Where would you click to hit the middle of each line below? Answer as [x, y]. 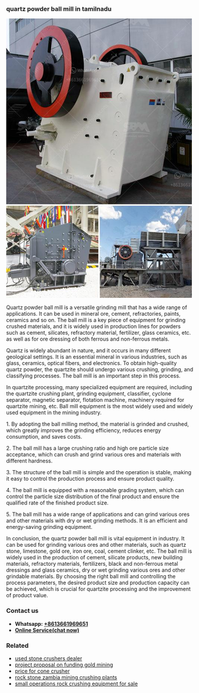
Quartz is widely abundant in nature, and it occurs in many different [89, 351]
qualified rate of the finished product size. [57, 503]
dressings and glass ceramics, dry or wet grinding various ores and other [96, 570]
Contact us [22, 611]
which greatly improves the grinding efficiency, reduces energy [84, 430]
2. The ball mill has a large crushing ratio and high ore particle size [88, 448]
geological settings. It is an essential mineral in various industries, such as [97, 357]
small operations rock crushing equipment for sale [76, 683]
